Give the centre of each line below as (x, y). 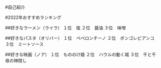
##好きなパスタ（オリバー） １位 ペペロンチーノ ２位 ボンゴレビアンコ (80, 38)
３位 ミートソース (25, 44)
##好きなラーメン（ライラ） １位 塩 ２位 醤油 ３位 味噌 (66, 28)
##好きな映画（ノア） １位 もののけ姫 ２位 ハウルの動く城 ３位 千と (79, 54)
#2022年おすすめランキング (33, 17)
